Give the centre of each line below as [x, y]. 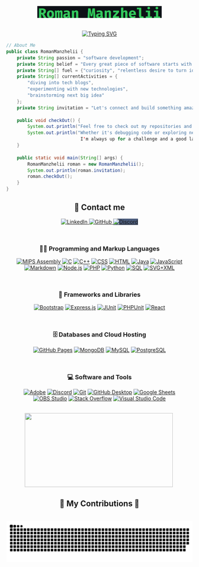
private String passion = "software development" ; [81, 58]
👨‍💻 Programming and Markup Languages [99, 248]
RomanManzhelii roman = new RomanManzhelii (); [86, 164]
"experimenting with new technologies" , [78, 89]
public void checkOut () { [49, 120]
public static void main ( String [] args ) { [70, 158]
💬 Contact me [99, 208]
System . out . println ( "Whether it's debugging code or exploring [107, 133]
